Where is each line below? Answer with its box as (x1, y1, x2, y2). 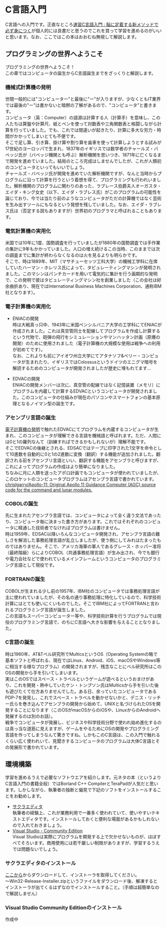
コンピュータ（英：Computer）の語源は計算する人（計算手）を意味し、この (5, 115, 161, 121)
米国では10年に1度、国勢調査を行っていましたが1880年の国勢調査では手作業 (5, 240, 161, 246)
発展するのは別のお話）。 (5, 713, 56, 719)
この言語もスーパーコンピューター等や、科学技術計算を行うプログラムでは (5, 613, 158, 618)
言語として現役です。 (13, 562, 57, 568)
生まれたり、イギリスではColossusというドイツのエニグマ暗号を (25, 359, 158, 365)
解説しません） (9, 890, 40, 896)
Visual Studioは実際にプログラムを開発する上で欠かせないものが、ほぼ (12, 834, 157, 840)
